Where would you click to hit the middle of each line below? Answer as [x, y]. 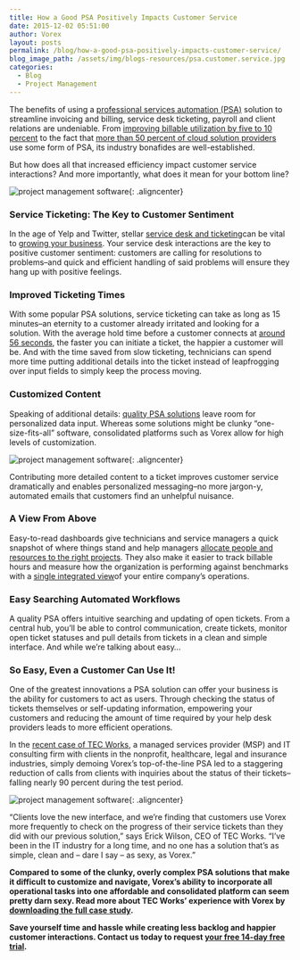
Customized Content [55, 394]
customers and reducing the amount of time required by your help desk [141, 718]
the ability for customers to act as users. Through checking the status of [142, 699]
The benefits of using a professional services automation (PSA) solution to [146, 109]
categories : [31, 68]
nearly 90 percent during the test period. [108, 782]
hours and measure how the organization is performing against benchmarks [149, 567]
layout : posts [36, 42]
